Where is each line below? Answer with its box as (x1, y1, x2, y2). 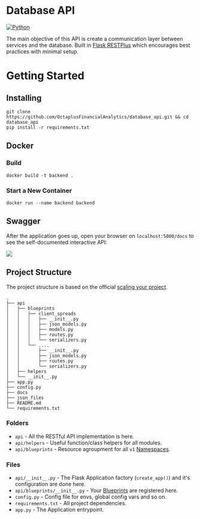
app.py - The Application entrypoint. (14, 506, 104, 514)
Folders (6, 419, 29, 427)
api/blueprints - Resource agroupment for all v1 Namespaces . (14, 445, 171, 452)
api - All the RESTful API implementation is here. (14, 432, 135, 440)
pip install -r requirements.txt (6, 124, 90, 130)
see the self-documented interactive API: (6, 238, 108, 246)
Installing (6, 93, 42, 103)
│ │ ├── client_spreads (6, 311, 77, 317)
